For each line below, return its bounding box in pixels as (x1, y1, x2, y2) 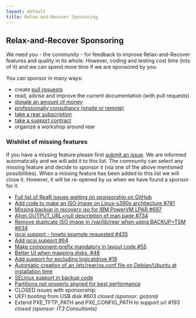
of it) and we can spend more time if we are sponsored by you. (6, 64, 158, 71)
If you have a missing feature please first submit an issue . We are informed (6, 151, 186, 158)
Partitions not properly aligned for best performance (14, 280, 141, 287)
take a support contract (14, 117, 71, 124)
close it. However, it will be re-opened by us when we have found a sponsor (6, 176, 189, 183)
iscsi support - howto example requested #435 (14, 230, 128, 237)
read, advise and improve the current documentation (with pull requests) (14, 92, 190, 99)
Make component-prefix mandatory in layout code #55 (14, 243, 147, 250)
